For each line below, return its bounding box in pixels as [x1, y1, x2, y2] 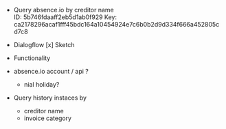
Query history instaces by [13, 94, 87, 102]
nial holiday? [23, 81, 60, 88]
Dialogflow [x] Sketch [13, 41, 75, 48]
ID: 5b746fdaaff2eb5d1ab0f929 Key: [13, 13, 117, 21]
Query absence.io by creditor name [13, 6, 115, 14]
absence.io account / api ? [13, 68, 89, 75]
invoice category [23, 114, 72, 122]
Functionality [13, 54, 51, 62]
